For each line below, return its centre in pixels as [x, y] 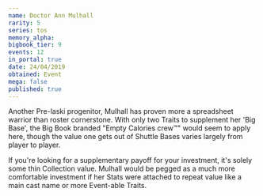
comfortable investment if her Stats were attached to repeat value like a [125, 177]
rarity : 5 [25, 23]
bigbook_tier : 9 [35, 45]
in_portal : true [35, 60]
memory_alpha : [32, 38]
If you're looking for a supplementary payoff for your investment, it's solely [130, 160]
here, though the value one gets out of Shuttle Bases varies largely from [126, 137]
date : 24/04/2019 [37, 67]
